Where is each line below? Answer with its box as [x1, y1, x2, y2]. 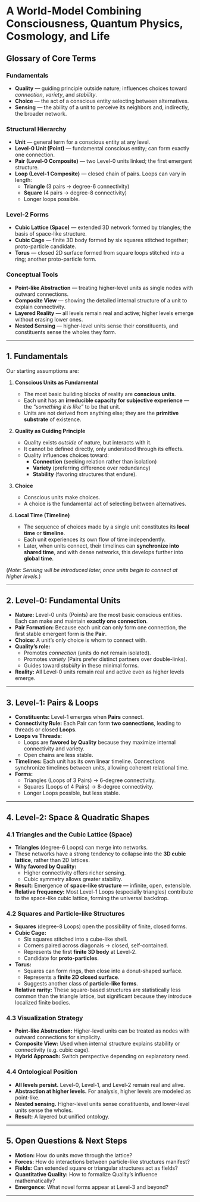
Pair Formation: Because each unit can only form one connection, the [14, 624, 186, 631]
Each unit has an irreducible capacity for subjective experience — [23, 397, 189, 404]
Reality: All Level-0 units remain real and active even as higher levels [14, 668, 185, 675]
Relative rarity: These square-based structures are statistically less [14, 986, 181, 994]
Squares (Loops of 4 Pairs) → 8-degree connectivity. [23, 783, 154, 790]
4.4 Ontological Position [6, 1068, 78, 1076]
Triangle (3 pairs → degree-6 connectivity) [23, 183, 130, 190]
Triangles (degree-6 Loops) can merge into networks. [14, 843, 148, 851]
